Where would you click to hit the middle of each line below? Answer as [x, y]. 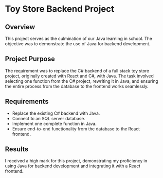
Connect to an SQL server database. [49, 118]
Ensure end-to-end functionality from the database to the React [76, 129]
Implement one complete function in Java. [54, 124]
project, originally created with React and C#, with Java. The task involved [80, 76]
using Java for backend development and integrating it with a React [73, 166]
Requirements [27, 101]
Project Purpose [30, 59]
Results [17, 149]
